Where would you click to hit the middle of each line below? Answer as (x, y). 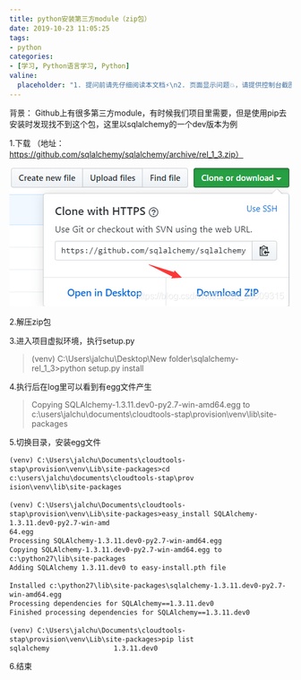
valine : (24, 76)
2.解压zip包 (30, 322)
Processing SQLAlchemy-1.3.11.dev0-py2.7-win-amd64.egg (116, 541)
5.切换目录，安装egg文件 (55, 442)
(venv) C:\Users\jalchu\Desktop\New (99, 358)
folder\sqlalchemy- (204, 358)
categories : (31, 57)
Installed (28, 585)
